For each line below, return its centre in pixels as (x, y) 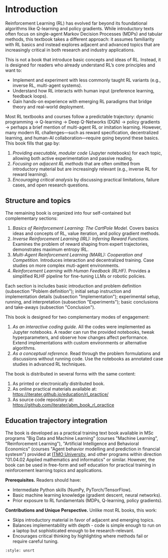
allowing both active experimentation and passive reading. (73, 158)
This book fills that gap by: (33, 143)
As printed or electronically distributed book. (58, 384)
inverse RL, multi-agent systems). (47, 85)
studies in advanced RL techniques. (49, 364)
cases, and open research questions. (51, 185)
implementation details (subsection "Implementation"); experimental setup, (83, 296)
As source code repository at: (43, 399)
